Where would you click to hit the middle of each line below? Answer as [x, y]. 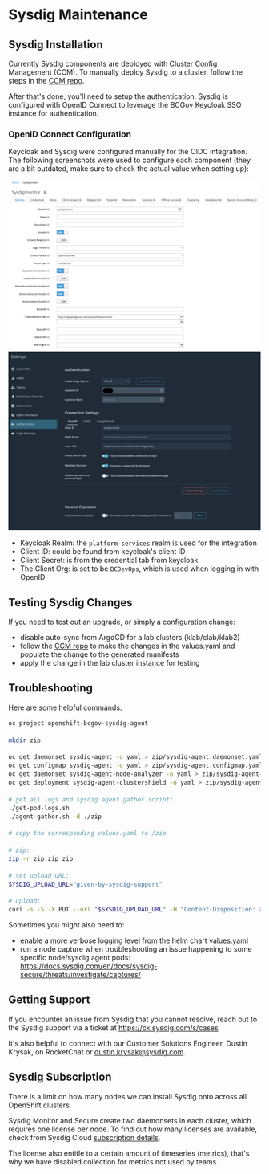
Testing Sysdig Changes [71, 603]
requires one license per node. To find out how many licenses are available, [133, 1129]
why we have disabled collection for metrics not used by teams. [113, 1161]
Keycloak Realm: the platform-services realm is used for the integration [139, 543]
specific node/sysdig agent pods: [75, 958]
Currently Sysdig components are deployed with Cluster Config [113, 63]
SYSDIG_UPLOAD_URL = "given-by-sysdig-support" [85, 884]
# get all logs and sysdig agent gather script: [91, 799]
